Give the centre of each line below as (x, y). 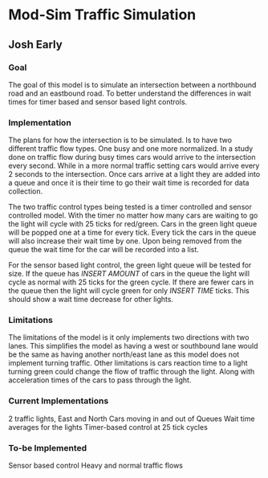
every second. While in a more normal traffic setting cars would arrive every (134, 165)
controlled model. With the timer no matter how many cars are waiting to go (133, 215)
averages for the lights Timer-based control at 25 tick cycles (108, 427)
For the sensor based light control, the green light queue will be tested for (130, 265)
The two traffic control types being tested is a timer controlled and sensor (130, 207)
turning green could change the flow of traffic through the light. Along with (132, 372)
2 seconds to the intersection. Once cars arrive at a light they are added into (134, 174)
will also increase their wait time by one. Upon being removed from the (125, 241)
